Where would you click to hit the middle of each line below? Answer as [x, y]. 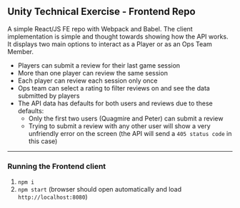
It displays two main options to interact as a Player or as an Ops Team [110, 44]
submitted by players [49, 95]
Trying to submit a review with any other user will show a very [119, 126]
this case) [43, 141]
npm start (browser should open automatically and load [100, 189]
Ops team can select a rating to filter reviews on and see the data [114, 88]
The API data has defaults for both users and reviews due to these [115, 103]
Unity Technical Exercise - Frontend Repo [101, 12]
